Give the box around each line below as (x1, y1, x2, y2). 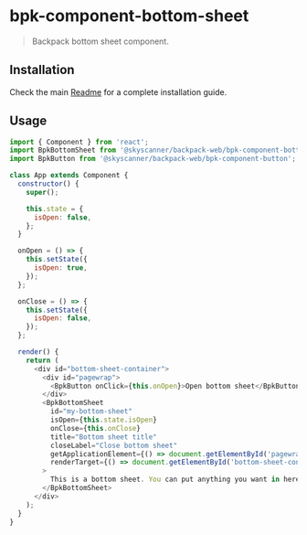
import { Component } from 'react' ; (9, 137, 149, 146)
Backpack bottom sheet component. (31, 36, 169, 47)
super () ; (26, 187, 59, 197)
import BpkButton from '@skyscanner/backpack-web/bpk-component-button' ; (9, 155, 297, 164)
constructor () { (17, 179, 79, 188)
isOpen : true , (33, 263, 89, 273)
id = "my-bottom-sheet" (49, 407, 132, 416)
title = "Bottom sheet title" (49, 432, 157, 442)
